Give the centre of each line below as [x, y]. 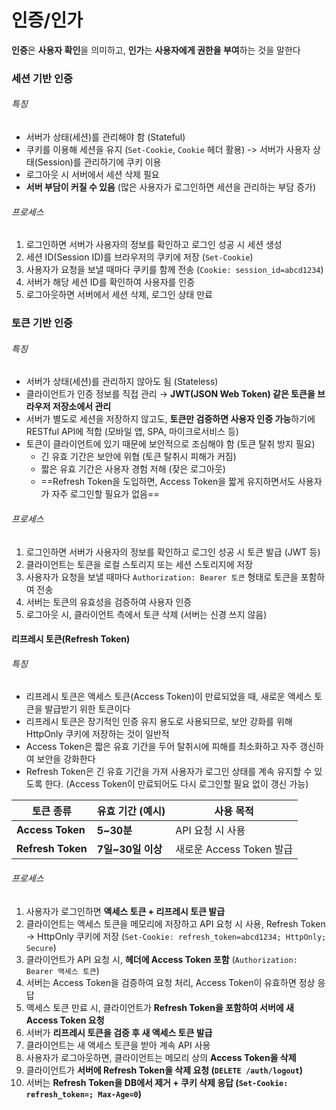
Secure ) [41, 947]
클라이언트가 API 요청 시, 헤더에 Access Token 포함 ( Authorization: [161, 959]
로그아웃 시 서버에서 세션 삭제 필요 [92, 175]
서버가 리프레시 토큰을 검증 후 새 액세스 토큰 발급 [119, 1032]
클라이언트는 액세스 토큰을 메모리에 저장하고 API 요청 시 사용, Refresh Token [175, 923]
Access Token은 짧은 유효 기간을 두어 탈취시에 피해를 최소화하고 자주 [161, 747]
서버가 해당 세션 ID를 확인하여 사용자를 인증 [110, 282]
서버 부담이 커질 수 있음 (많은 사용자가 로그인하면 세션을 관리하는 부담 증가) [170, 187]
